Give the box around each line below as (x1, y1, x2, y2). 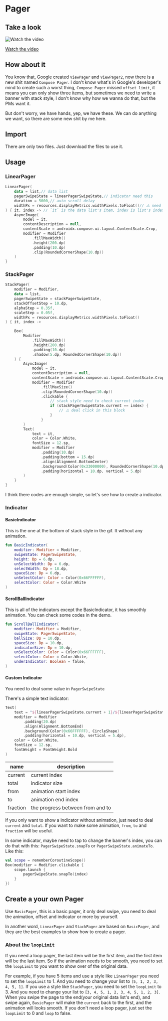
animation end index (30, 796, 78, 803)
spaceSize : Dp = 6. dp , (14, 570, 61, 576)
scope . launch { (14, 867, 46, 872)
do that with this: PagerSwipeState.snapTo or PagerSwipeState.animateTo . (5, 842, 154, 848)
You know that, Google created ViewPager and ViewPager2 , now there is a (5, 74, 154, 80)
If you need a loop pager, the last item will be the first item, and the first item (5, 953, 162, 959)
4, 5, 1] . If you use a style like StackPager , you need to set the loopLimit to (5, 984, 161, 990)
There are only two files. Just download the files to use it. (5, 143, 123, 150)
